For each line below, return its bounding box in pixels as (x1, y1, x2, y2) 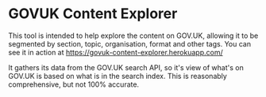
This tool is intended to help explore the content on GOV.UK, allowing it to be (8, 31, 259, 40)
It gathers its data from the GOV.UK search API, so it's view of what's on (8, 62, 244, 72)
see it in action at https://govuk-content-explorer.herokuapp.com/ (8, 47, 224, 57)
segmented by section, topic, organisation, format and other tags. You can (8, 39, 252, 48)
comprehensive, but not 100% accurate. (8, 80, 140, 89)
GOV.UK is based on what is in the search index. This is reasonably (8, 71, 228, 80)
